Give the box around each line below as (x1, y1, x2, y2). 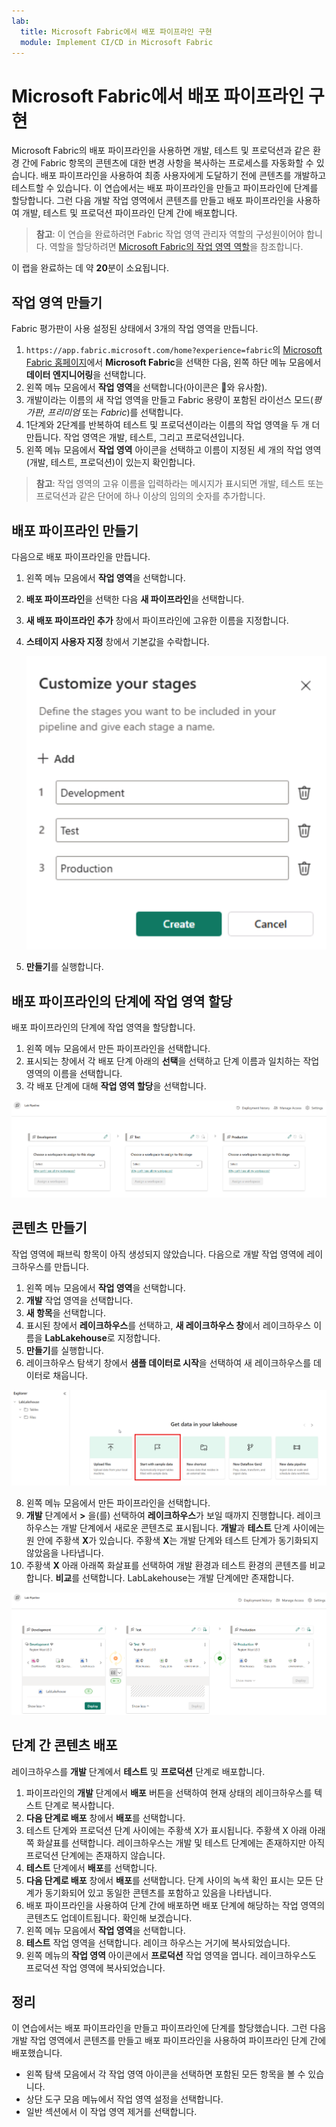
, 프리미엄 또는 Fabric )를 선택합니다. (42, 406, 184, 419)
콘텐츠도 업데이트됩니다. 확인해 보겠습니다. (25, 1911, 193, 1924)
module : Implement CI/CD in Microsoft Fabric (20, 37, 214, 47)
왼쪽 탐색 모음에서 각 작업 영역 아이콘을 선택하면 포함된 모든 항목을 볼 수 (25, 2068, 306, 2080)
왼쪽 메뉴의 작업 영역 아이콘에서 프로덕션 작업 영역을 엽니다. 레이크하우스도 (25, 1949, 317, 1961)
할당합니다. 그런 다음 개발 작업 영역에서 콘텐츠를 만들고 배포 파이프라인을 (11, 195, 294, 207)
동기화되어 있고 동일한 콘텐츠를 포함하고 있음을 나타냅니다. (44, 1886, 273, 1899)
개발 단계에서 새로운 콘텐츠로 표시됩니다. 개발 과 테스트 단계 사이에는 (60, 1522, 326, 1534)
